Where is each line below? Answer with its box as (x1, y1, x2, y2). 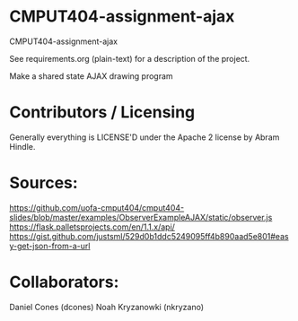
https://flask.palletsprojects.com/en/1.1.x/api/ (9, 221, 175, 232)
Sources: (9, 173, 78, 194)
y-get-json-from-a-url (9, 240, 91, 251)
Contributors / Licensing (9, 102, 196, 123)
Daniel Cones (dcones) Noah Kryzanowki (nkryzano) (9, 301, 205, 312)
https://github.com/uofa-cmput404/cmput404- (9, 202, 185, 213)
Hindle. (9, 141, 36, 152)
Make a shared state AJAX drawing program (9, 70, 173, 82)
